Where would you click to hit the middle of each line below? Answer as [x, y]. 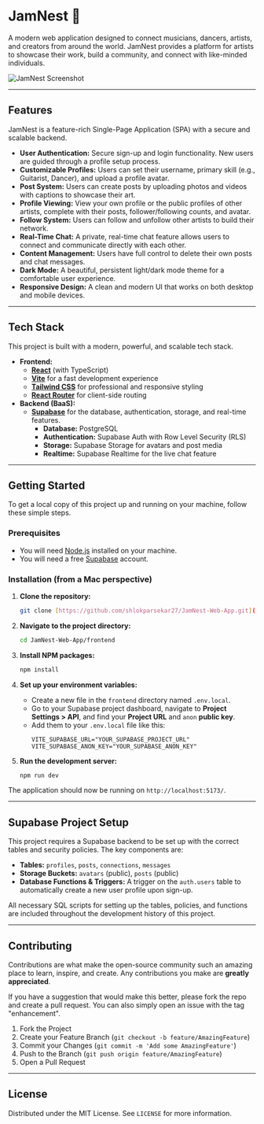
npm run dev [39, 775]
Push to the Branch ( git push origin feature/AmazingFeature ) [121, 1054]
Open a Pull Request [53, 1063]
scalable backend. [38, 138]
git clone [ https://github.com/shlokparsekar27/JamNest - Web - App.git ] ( [137, 610]
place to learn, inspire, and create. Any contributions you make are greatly [129, 973]
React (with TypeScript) [70, 370]
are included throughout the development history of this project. [112, 914]
